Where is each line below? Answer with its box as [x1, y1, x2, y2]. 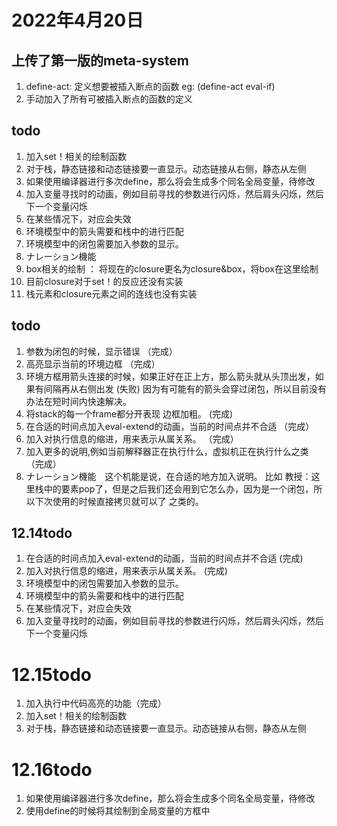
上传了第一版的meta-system [11, 52, 189, 69]
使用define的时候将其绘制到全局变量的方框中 [25, 805, 211, 817]
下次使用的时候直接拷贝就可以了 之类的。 [34, 495, 204, 507]
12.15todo [11, 663, 92, 686]
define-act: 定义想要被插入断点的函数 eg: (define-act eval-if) [25, 81, 276, 92]
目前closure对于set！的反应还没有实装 [25, 275, 184, 287]
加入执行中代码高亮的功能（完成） [25, 697, 167, 710]
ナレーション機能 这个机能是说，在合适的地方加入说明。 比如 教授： [25, 470, 312, 482]
